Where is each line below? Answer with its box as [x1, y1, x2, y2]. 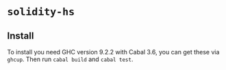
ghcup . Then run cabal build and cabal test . [7, 55, 134, 63]
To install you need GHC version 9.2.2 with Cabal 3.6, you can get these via [7, 48, 220, 56]
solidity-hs [7, 5, 75, 18]
